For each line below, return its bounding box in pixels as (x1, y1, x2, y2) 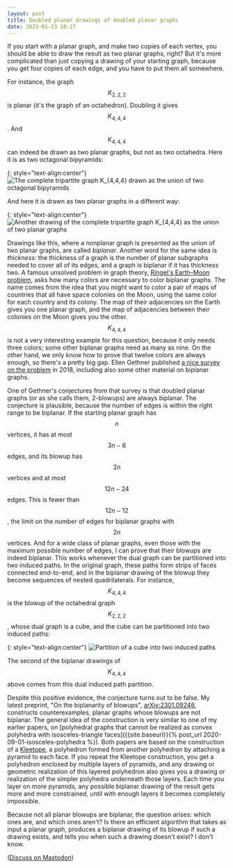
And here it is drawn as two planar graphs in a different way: (7, 197, 180, 205)
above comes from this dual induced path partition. (7, 680, 154, 688)
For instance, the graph (7, 78, 74, 86)
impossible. (7, 796, 40, 805)
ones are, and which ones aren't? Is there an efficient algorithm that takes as (7, 817, 227, 826)
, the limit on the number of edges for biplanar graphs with (7, 517, 175, 525)
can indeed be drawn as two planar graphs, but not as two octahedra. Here (7, 147, 223, 156)
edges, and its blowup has (7, 452, 83, 460)
